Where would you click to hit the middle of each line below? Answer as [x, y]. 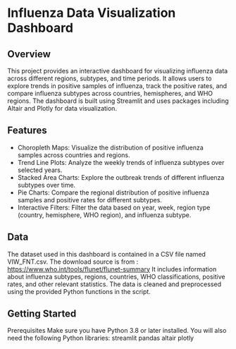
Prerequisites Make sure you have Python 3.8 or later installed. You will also [117, 331]
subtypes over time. [46, 185]
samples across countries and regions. [74, 155]
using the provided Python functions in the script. [79, 291]
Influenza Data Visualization [92, 13]
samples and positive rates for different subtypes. [89, 200]
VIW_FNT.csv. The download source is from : [73, 262]
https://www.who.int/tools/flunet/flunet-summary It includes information [112, 269]
